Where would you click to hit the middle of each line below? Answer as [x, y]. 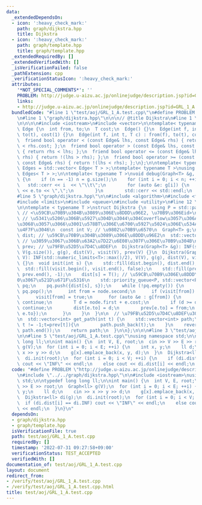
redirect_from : [25, 476]
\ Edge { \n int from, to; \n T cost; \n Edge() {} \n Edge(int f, [103, 129]
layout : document [28, 470]
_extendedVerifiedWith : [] [45, 62]
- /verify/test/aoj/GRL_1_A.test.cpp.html [60, 487]
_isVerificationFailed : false [49, 68]
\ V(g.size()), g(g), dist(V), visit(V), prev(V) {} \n [87, 252]
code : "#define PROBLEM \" [45, 369]
